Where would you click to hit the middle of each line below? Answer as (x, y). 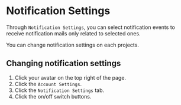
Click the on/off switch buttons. (53, 96)
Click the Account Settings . (48, 84)
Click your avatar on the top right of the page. (70, 77)
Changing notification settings (64, 63)
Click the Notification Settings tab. (59, 90)
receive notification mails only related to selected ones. (73, 33)
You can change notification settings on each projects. (72, 45)
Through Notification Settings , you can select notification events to (91, 27)
